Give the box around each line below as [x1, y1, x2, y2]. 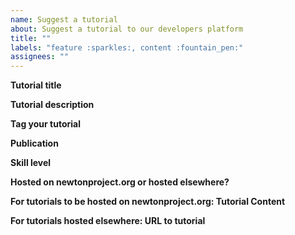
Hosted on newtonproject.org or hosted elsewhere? [10, 176, 230, 188]
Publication [10, 137, 59, 150]
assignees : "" [10, 52, 70, 62]
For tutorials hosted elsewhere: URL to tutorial [10, 215, 206, 227]
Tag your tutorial [10, 118, 81, 130]
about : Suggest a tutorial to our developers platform [10, 24, 244, 34]
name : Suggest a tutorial [10, 14, 118, 25]
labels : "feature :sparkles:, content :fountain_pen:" [10, 42, 244, 53]
